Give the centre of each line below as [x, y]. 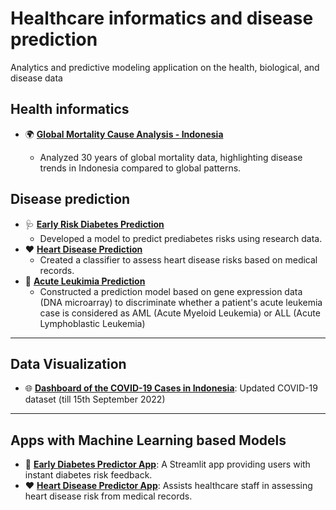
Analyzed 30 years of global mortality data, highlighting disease [171, 157]
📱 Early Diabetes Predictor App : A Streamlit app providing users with [167, 464]
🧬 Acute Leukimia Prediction [85, 281]
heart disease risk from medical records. [108, 496]
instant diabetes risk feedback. [88, 475]
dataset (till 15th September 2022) [95, 399]
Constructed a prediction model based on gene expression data [171, 291]
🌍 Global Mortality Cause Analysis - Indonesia [124, 134]
